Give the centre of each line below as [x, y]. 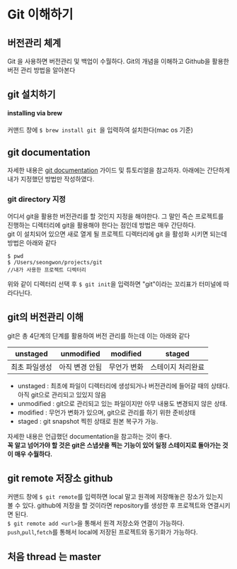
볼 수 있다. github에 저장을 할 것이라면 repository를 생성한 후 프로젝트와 [107, 506]
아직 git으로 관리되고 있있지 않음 [62, 395]
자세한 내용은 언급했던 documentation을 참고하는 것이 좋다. [89, 436]
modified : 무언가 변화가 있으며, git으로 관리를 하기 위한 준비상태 [106, 412]
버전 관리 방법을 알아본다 [41, 70]
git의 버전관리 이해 [45, 317]
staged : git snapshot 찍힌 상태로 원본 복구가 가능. [88, 421]
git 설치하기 [31, 95]
